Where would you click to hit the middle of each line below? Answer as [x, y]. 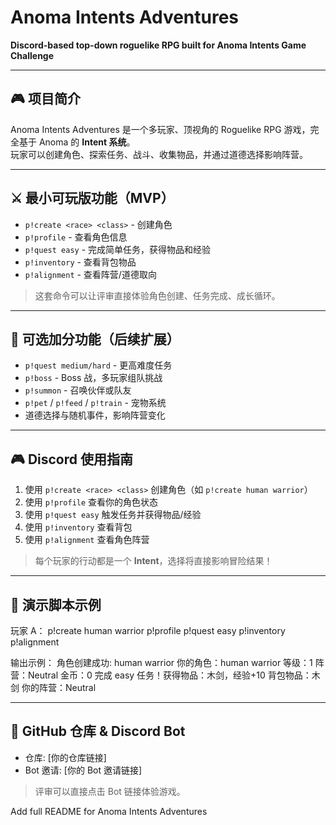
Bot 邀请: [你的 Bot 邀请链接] [83, 770]
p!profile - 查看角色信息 [76, 237]
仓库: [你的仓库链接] [65, 757]
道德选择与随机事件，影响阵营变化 [95, 415]
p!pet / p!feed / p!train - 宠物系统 [95, 403]
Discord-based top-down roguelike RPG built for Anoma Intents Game [158, 45]
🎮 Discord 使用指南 [71, 459]
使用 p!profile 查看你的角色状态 [91, 502]
